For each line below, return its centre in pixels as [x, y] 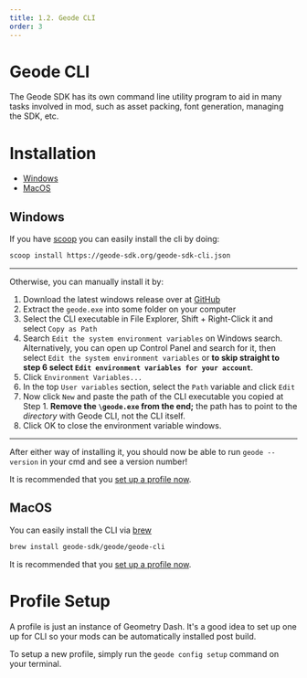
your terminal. [36, 663]
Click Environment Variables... [83, 377]
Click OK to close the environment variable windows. [122, 426]
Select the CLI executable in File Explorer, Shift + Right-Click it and [148, 319]
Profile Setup [60, 601]
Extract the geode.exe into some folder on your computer [129, 309]
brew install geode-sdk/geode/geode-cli [88, 546]
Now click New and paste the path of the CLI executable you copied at [153, 397]
